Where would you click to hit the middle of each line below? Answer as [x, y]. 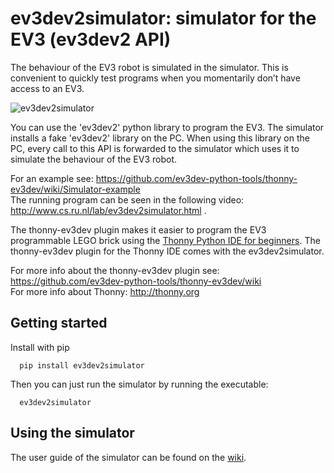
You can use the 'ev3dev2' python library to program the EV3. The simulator [167, 127]
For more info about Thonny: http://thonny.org [105, 291]
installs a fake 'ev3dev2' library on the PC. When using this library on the [160, 138]
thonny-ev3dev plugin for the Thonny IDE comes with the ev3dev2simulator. [167, 251]
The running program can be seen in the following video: [127, 199]
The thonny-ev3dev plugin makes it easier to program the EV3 [138, 229]
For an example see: [52, 178]
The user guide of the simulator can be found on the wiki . [128, 457]
